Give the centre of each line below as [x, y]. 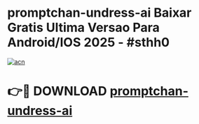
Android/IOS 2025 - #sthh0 [89, 42]
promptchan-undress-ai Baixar [99, 13]
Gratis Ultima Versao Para [83, 28]
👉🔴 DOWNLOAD [57, 91]
